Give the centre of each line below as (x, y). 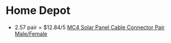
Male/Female (31, 33)
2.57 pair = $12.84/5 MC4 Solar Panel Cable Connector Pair (89, 27)
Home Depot (38, 11)
